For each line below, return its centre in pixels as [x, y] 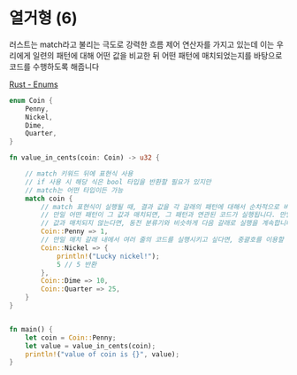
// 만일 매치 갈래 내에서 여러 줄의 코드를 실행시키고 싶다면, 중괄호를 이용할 [163, 240]
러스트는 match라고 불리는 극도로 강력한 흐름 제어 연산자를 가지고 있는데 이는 [142, 44]
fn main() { [31, 329]
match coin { [49, 199]
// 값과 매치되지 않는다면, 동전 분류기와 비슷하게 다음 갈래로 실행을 [149, 223]
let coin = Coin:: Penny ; [71, 338]
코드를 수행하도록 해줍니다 [54, 66]
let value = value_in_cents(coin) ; [91, 346]
